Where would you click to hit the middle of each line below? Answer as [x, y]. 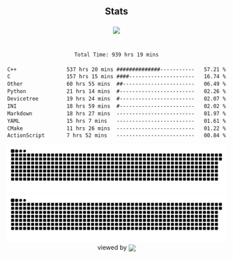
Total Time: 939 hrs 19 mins [116, 54]
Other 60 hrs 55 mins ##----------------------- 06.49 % [116, 84]
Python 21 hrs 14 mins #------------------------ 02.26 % [116, 91]
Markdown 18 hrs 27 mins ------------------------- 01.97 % [116, 113]
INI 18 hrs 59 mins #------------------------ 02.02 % [116, 106]
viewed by [112, 247]
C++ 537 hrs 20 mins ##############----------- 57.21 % [116, 69]
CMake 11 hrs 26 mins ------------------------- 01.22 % [116, 128]
